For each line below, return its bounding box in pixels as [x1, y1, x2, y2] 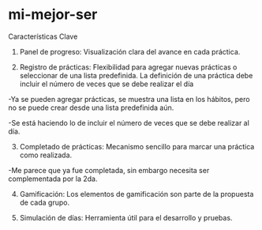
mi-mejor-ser [8, 6, 98, 24]
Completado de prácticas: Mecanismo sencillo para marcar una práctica [19, 141, 255, 151]
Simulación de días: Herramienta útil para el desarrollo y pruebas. [19, 213, 233, 222]
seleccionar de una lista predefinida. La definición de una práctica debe [19, 70, 253, 80]
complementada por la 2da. [8, 174, 98, 183]
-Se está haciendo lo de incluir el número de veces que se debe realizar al [8, 118, 250, 127]
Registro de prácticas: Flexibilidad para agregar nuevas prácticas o [19, 62, 238, 72]
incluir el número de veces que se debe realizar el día [19, 79, 194, 89]
